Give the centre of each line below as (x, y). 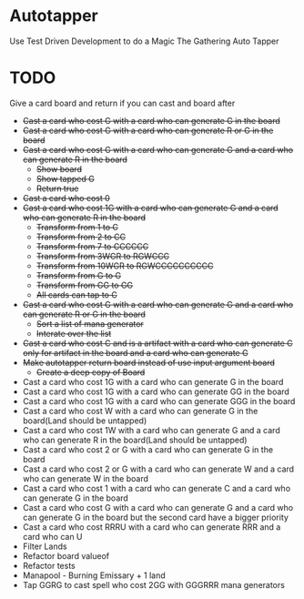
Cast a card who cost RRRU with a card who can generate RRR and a (152, 527)
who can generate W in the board (85, 478)
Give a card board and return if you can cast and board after (122, 103)
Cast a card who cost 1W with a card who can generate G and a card (151, 430)
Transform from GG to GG (85, 285)
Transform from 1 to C (77, 227)
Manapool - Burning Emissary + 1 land (94, 575)
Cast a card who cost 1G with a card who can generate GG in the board (156, 391)
